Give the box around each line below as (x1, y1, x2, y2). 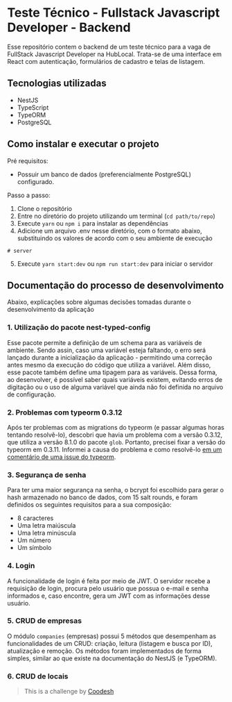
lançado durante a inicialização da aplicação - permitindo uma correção (7, 353, 213, 362)
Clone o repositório (17, 204, 73, 212)
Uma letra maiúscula (17, 521, 76, 530)
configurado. (17, 177, 55, 185)
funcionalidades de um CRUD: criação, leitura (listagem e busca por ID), (7, 639, 213, 647)
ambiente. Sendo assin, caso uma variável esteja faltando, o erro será (7, 346, 206, 354)
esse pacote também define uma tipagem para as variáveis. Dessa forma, (7, 368, 217, 376)
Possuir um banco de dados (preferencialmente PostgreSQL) (17, 170, 192, 178)
